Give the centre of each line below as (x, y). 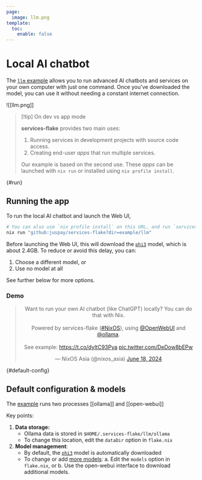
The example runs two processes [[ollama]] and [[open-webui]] (85, 404)
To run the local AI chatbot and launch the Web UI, (69, 216)
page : (13, 12)
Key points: (20, 415)
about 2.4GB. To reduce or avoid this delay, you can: (71, 250)
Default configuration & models (66, 389)
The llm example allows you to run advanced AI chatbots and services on (97, 81)
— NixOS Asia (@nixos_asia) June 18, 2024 (109, 358)
